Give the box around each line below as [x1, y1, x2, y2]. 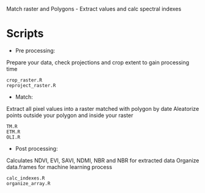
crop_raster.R [6, 77, 43, 83]
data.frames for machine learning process [6, 163, 113, 170]
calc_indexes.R [6, 175, 45, 181]
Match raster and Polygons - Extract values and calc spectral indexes [6, 6, 182, 12]
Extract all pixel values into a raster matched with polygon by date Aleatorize [6, 105, 199, 112]
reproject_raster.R [6, 82, 56, 88]
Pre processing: [15, 47, 56, 54]
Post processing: [15, 145, 58, 152]
